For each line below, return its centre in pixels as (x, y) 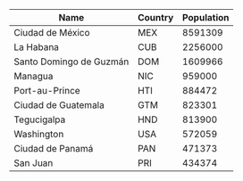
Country (155, 17)
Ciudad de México (52, 33)
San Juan (34, 163)
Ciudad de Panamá (54, 148)
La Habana (37, 47)
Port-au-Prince (47, 90)
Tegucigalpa (40, 119)
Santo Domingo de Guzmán (71, 62)
